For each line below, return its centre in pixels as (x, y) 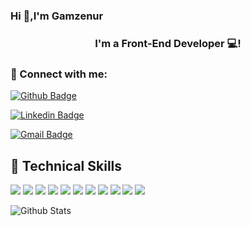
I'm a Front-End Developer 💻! (168, 43)
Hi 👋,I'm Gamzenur (57, 16)
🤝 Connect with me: (59, 74)
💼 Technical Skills (66, 165)
